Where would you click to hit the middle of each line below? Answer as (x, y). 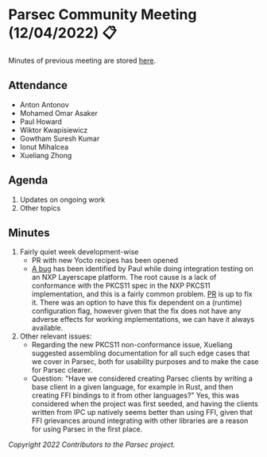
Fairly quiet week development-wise (79, 252)
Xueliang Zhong (46, 155)
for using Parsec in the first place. (87, 429)
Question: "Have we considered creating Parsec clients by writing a (142, 378)
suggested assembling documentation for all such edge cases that (141, 353)
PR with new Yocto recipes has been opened (105, 261)
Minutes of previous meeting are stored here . (82, 60)
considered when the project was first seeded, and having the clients (145, 404)
